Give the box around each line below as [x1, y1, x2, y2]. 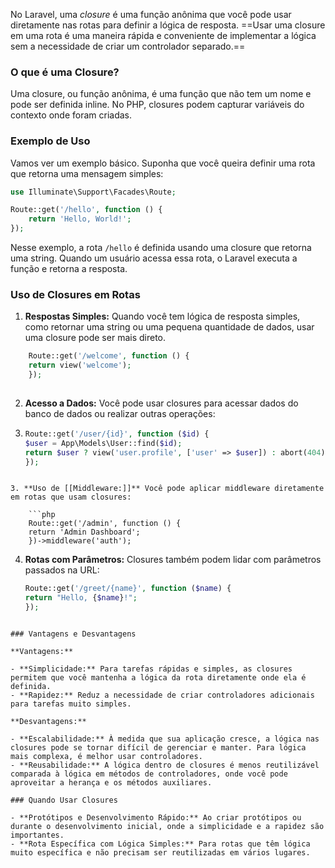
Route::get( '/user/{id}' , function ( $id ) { [24, 429, 210, 439]
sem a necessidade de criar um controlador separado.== [10, 40, 246, 52]
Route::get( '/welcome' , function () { [28, 351, 190, 361]
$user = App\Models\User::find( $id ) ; [24, 438, 183, 448]
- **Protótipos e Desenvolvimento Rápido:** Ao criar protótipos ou [10, 813, 302, 823]
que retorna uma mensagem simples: [10, 167, 164, 179]
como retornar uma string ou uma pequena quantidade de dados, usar [24, 321, 315, 333]
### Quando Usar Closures [10, 795, 118, 806]
